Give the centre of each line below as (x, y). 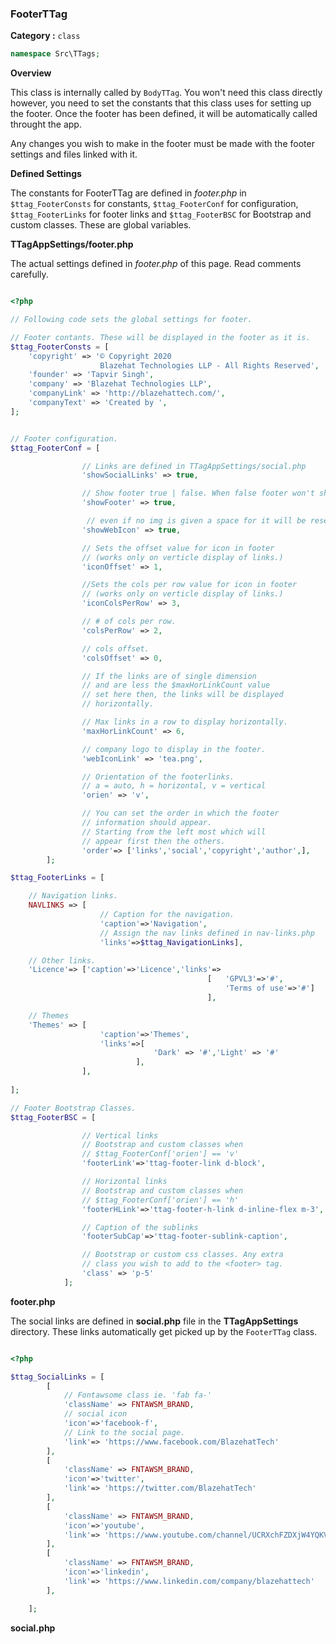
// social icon (95, 1414)
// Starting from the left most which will (174, 832)
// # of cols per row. (129, 622)
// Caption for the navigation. (167, 915)
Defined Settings (46, 174)
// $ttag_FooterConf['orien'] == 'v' (160, 1154)
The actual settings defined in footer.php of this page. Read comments (156, 264)
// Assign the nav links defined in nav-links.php (207, 933)
